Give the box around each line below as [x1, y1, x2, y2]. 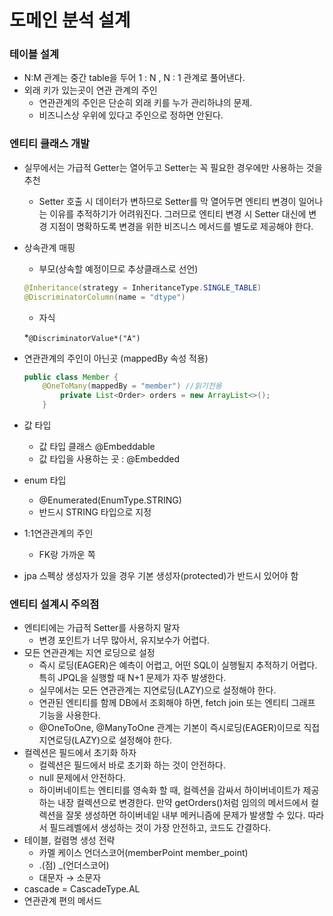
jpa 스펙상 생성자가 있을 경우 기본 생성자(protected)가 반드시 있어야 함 [23, 570, 299, 582]
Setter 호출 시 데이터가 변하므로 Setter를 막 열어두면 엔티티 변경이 [38, 195, 297, 207]
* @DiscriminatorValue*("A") [23, 331, 141, 343]
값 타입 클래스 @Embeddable [38, 441, 156, 453]
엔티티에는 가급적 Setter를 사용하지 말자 [23, 622, 181, 634]
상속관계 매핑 [23, 241, 76, 253]
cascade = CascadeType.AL [23, 883, 141, 895]
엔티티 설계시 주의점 [9, 597, 100, 611]
